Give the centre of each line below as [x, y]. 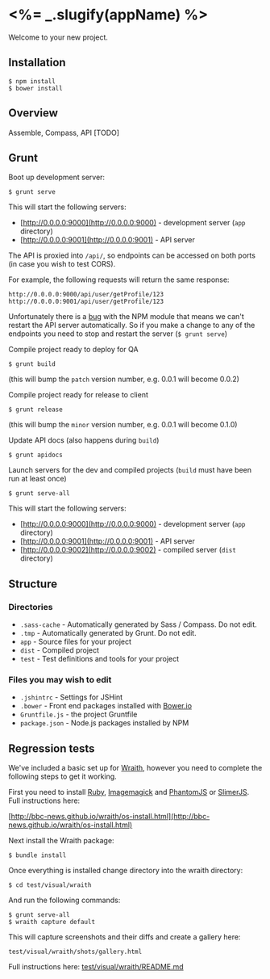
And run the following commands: [64, 900]
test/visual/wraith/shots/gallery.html [75, 952]
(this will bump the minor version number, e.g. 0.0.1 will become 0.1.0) [123, 425]
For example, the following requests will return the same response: [119, 279]
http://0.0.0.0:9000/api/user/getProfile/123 [86, 295]
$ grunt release [35, 410]
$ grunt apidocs [35, 455]
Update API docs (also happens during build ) [84, 440]
